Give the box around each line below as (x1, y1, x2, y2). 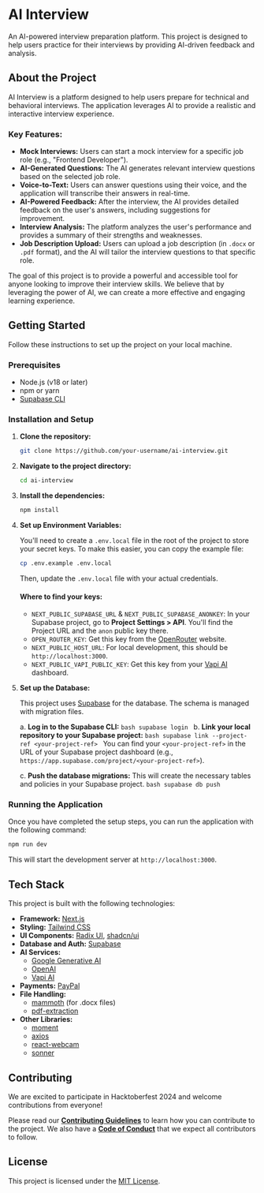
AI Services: (19, 948, 61, 957)
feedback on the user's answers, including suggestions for (19, 205, 211, 215)
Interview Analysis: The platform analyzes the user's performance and (19, 223, 252, 232)
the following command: (8, 825, 87, 835)
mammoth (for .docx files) (31, 998, 116, 1008)
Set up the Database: (19, 683, 91, 693)
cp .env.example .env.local (19, 559, 112, 567)
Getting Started (8, 319, 86, 332)
